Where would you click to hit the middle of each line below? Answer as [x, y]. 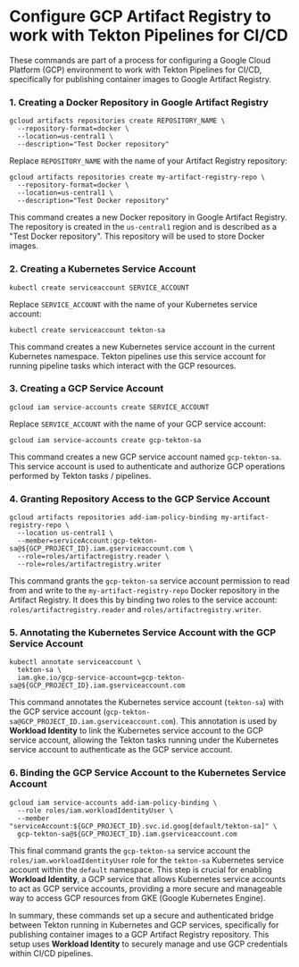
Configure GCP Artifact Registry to [141, 17]
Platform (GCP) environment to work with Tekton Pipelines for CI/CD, [136, 70]
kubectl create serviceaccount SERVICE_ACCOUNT [100, 288]
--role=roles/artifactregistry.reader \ [93, 557]
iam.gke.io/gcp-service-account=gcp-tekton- [101, 678]
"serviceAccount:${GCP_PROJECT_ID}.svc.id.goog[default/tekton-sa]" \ [143, 826]
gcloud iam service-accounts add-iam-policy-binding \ [113, 803]
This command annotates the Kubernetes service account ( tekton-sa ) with [146, 702]
